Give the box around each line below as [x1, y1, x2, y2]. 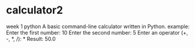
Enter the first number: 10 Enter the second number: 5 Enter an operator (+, [6, 29, 188, 36]
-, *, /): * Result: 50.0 [6, 35, 56, 42]
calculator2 [6, 4, 63, 17]
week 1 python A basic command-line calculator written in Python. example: [6, 23, 190, 30]
